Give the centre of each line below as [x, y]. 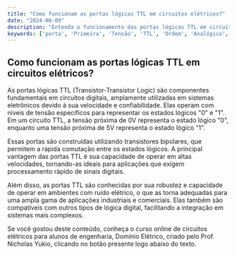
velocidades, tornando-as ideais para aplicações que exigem [96, 164]
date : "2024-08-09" [36, 20]
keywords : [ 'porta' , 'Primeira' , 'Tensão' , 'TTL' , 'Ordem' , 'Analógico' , [118, 34]
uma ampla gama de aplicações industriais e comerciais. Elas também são [115, 200]
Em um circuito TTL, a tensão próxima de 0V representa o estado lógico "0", [118, 120]
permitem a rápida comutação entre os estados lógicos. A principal [105, 149]
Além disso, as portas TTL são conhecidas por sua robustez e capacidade [115, 185]
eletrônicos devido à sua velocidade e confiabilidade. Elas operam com [111, 105]
